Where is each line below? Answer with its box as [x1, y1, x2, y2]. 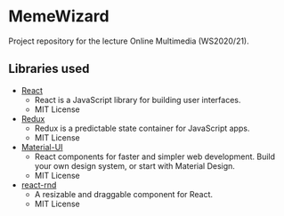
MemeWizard [8, 6, 110, 27]
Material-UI [20, 141, 63, 152]
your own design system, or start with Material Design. [34, 160, 235, 171]
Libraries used [8, 61, 90, 76]
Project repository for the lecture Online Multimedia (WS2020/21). [8, 36, 250, 46]
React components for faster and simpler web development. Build [34, 151, 276, 162]
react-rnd [20, 180, 57, 190]
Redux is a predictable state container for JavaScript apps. [34, 123, 250, 133]
